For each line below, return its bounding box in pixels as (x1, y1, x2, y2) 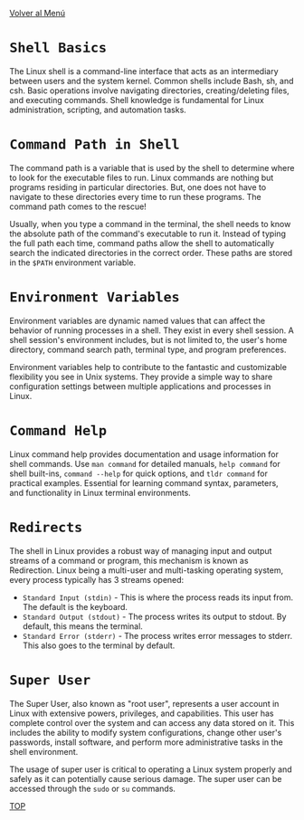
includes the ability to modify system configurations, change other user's (9, 727, 282, 738)
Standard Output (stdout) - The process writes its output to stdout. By (22, 611, 287, 622)
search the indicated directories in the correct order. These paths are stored (9, 247, 293, 258)
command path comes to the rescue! (9, 201, 147, 212)
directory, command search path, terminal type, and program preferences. (9, 344, 287, 355)
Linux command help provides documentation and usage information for (9, 448, 279, 460)
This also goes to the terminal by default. (22, 640, 176, 651)
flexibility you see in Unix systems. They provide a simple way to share (9, 371, 273, 382)
